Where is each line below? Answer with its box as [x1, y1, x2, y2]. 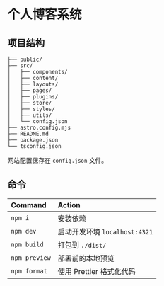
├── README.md [7, 130, 49, 137]
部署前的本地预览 [57, 253, 115, 263]
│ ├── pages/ [7, 87, 52, 94]
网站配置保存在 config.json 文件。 [7, 156, 108, 164]
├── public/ [7, 56, 42, 63]
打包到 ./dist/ [57, 240, 107, 250]
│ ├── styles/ [7, 105, 55, 113]
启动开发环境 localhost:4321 [57, 227, 153, 236]
